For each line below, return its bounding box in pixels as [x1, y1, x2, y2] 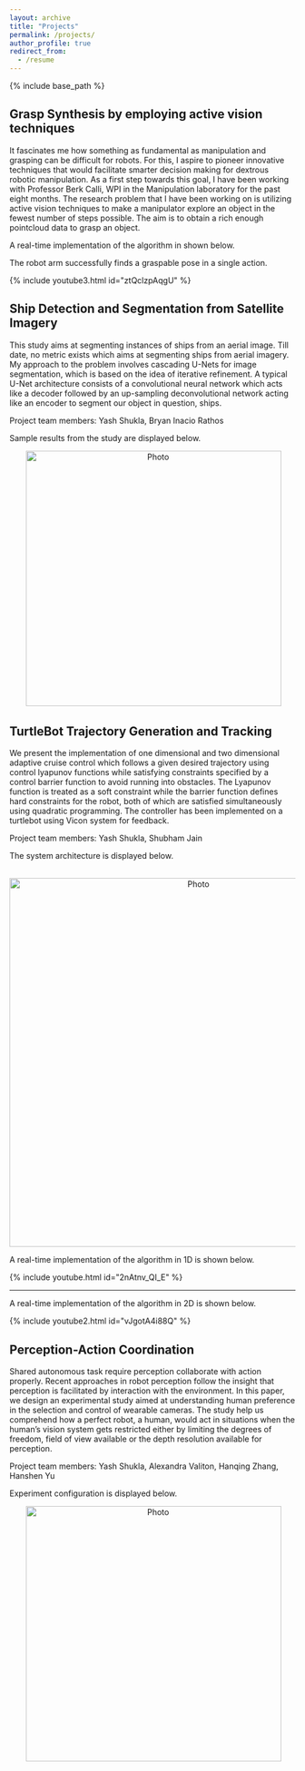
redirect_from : [9, 47, 67, 56]
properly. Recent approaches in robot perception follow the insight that [9, 1376, 275, 1387]
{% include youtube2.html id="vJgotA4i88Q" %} [9, 1315, 192, 1326]
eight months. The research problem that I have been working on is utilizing [9, 192, 292, 204]
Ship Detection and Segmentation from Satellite [9, 301, 284, 317]
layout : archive [9, 13, 71, 23]
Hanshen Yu [9, 1471, 55, 1481]
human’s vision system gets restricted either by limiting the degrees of [9, 1424, 272, 1435]
